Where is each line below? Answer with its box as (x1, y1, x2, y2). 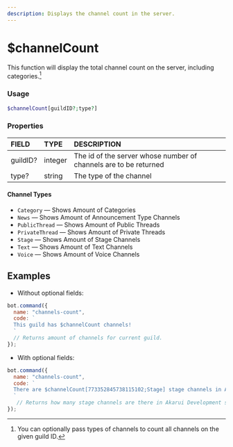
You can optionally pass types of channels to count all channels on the (17, 425, 220, 433)
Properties (7, 121, 44, 131)
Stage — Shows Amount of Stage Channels (17, 235, 141, 243)
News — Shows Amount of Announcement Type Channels (17, 213, 180, 221)
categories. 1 (7, 70, 42, 80)
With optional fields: (17, 353, 75, 361)
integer (44, 155, 67, 165)
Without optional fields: (17, 288, 84, 297)
